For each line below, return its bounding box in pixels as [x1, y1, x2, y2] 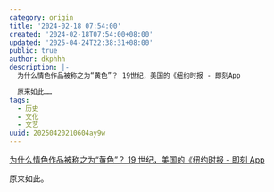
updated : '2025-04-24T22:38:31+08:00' [9, 38, 154, 47]
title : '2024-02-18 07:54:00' [9, 21, 122, 30]
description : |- [9, 63, 70, 72]
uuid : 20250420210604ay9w [9, 129, 105, 138]
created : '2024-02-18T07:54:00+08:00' [9, 29, 154, 38]
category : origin [9, 13, 74, 22]
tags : [9, 96, 29, 104]
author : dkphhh [9, 54, 66, 63]
